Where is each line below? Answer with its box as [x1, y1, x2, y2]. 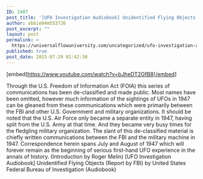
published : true [6, 48, 47, 54]
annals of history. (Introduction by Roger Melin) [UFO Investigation [6, 152, 172, 160]
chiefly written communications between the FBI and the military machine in [6, 134, 195, 141]
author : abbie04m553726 [6, 20, 66, 26]
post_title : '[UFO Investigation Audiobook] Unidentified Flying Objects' [6, 15, 199, 21]
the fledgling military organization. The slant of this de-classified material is [6, 127, 194, 134]
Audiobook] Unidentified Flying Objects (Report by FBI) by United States [6, 159, 186, 166]
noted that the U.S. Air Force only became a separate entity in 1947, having [6, 114, 192, 122]
